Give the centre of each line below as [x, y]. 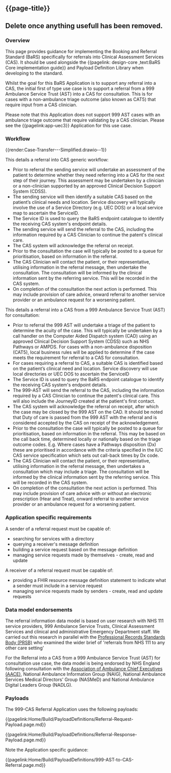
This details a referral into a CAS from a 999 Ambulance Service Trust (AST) [85, 310]
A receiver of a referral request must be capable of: [59, 570]
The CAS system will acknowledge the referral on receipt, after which [86, 407]
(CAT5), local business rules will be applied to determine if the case [83, 353]
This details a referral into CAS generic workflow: [57, 160]
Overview [18, 40]
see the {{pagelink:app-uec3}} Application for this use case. [69, 126]
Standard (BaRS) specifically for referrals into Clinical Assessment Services [84, 57]
